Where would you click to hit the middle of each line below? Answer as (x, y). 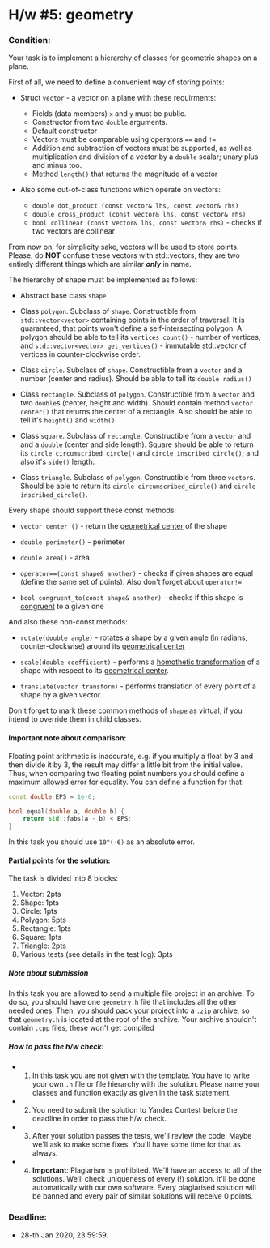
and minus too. (57, 165)
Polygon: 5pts (43, 920)
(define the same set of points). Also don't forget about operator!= (131, 582)
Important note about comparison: (67, 738)
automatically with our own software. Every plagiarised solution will (144, 1188)
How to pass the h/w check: (56, 1046)
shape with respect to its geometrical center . (95, 671)
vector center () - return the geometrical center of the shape (124, 526)
